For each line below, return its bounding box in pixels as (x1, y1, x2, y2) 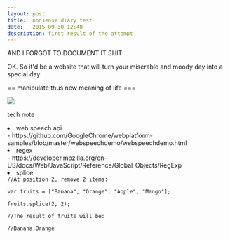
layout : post (7, 10, 46, 18)
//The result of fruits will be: (7, 213, 105, 220)
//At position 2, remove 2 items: (7, 176, 109, 183)
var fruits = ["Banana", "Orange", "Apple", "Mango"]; (7, 189, 171, 196)
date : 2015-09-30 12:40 (7, 23, 83, 30)
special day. (7, 70, 42, 78)
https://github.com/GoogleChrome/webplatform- (11, 131, 153, 140)
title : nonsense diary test (7, 17, 93, 24)
